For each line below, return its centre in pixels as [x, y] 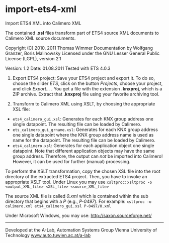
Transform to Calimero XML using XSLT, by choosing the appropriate [84, 103]
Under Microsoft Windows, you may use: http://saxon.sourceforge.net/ [78, 215]
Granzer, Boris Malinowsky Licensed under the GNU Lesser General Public [82, 53]
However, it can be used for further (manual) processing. [71, 161]
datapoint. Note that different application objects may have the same [83, 151]
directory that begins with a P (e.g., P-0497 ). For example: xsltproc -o [78, 201]
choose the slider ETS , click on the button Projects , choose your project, [88, 83]
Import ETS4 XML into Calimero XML [43, 23]
